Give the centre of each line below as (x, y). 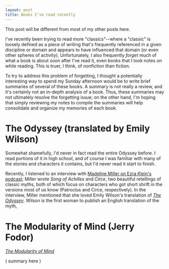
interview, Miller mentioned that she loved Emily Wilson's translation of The (83, 195)
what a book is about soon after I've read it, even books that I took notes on (84, 60)
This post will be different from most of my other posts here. (68, 29)
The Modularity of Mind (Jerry (70, 226)
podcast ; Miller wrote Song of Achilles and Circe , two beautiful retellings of (83, 179)
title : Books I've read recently (40, 15)
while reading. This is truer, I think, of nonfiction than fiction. (68, 66)
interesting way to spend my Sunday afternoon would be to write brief (78, 81)
